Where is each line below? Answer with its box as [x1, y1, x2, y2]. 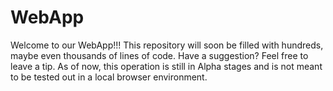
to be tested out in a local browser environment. [10, 71, 208, 83]
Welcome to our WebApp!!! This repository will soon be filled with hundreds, [10, 39, 324, 51]
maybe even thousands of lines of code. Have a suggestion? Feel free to [10, 49, 309, 61]
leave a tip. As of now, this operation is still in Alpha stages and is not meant [10, 60, 323, 72]
